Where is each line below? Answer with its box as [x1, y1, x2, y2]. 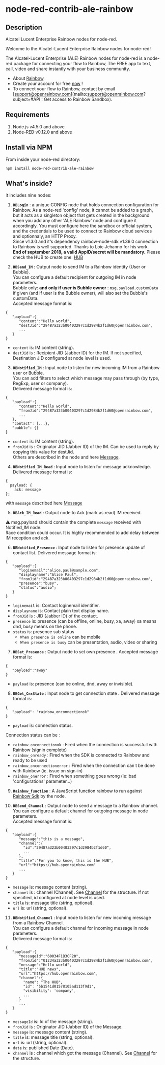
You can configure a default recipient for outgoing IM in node [12, 274, 137, 280]
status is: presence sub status [12, 629, 75, 635]
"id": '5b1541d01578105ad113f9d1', [23, 984, 96, 989]
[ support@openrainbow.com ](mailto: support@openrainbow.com [12, 91, 144, 97]
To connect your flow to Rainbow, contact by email [12, 86, 115, 92]
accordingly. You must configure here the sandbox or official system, [12, 223, 153, 229]
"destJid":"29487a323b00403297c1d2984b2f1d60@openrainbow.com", [18, 323, 153, 328]
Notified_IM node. [5, 525, 42, 531]
